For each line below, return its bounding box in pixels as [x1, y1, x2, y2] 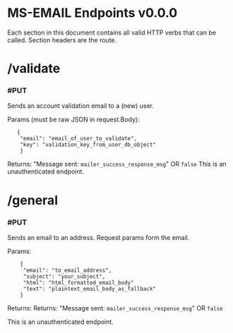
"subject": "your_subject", [23, 273, 106, 280]
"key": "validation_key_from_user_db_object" [20, 141, 157, 149]
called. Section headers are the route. [7, 35, 117, 44]
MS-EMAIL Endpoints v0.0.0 [7, 5, 178, 21]
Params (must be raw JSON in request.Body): [7, 115, 140, 124]
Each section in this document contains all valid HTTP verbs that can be [7, 28, 217, 37]
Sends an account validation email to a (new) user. [7, 102, 154, 110]
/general [7, 192, 59, 208]
